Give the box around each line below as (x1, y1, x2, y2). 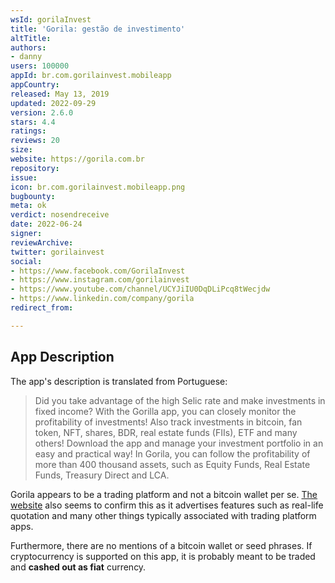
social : (10, 256, 43, 266)
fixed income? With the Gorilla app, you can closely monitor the (34, 405, 297, 417)
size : (10, 145, 33, 155)
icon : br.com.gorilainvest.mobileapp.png (10, 182, 186, 192)
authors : (10, 42, 47, 53)
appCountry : (10, 80, 60, 90)
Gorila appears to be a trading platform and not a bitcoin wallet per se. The (10, 488, 318, 500)
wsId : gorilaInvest (10, 14, 92, 25)
